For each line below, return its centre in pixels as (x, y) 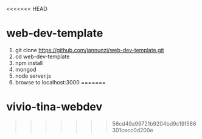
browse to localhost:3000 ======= (61, 82)
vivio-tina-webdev (54, 107)
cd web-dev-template (42, 56)
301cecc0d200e (133, 130)
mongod (26, 69)
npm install (29, 63)
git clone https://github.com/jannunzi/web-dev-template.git (89, 50)
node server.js (33, 76)
